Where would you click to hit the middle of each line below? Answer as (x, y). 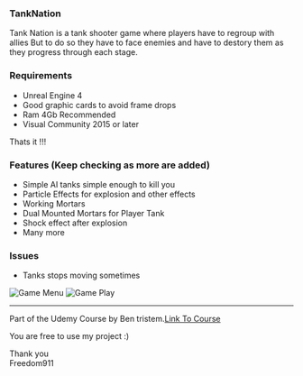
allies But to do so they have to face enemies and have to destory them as (147, 42)
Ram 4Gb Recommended (69, 115)
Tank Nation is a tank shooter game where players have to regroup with (142, 33)
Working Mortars (54, 203)
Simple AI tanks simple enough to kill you (99, 184)
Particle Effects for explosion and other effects (109, 194)
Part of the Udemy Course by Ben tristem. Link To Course (115, 319)
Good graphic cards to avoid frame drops (99, 105)
